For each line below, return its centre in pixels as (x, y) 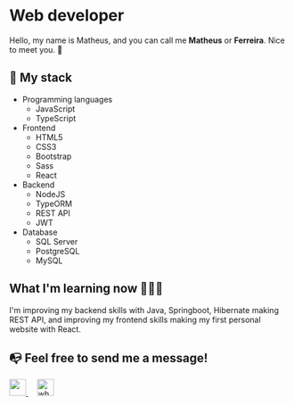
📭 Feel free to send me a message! (109, 358)
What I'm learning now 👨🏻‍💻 (86, 289)
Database (40, 232)
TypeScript (56, 118)
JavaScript (55, 109)
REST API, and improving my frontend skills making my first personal (135, 319)
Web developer (67, 16)
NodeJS (50, 194)
